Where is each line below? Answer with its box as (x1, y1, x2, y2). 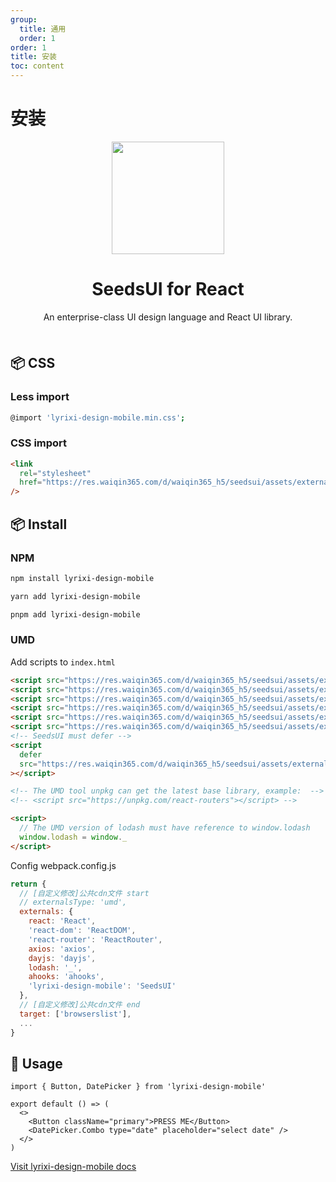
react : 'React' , (28, 916, 97, 926)
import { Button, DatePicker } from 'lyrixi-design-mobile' (10, 1082, 267, 1092)
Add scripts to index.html (10, 656, 116, 668)
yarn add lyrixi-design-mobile (10, 591, 141, 601)
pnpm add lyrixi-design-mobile (10, 609, 141, 620)
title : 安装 (10, 52, 57, 62)
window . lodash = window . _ (19, 832, 128, 842)
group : (10, 14, 38, 25)
